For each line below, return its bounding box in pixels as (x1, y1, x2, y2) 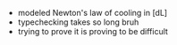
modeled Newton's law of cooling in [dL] (17, 8, 168, 18)
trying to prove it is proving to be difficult (17, 26, 168, 36)
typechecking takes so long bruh (17, 17, 139, 27)
